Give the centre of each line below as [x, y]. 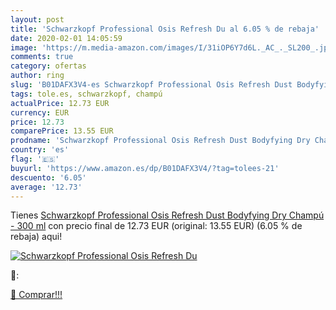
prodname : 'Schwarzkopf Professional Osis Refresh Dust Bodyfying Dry [160, 141]
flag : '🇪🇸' [35, 159]
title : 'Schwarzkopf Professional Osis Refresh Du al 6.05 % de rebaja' [165, 29]
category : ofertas [48, 66]
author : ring [37, 76]
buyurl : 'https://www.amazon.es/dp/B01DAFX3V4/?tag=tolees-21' [145, 168]
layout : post [37, 19]
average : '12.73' [46, 187]
